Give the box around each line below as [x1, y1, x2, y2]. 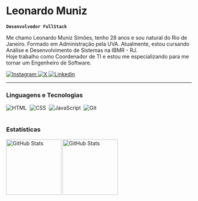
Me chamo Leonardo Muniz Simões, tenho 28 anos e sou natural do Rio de [6, 34, 187, 41]
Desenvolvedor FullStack [6, 24, 67, 30]
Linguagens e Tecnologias [6, 90, 83, 99]
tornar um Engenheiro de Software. [6, 59, 92, 66]
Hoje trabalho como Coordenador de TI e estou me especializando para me [6, 53, 190, 60]
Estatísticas [6, 125, 41, 134]
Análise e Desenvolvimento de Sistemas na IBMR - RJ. [6, 46, 138, 54]
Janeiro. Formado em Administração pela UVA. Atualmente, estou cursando [6, 40, 190, 47]
